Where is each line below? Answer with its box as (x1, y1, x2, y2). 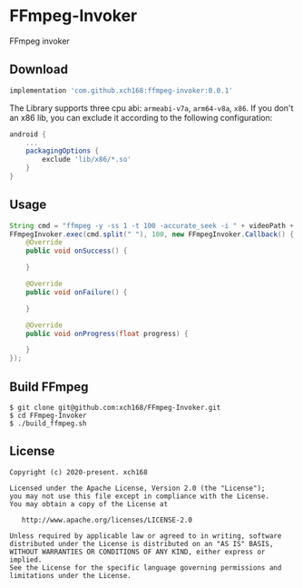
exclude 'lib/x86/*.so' (42, 155, 132, 164)
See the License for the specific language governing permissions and (9, 563, 282, 573)
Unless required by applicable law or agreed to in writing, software (9, 531, 282, 541)
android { (9, 129, 47, 139)
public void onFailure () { (25, 287, 128, 296)
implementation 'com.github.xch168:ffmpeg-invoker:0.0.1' (9, 85, 233, 95)
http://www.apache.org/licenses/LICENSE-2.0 (21, 515, 193, 524)
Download (9, 62, 68, 77)
